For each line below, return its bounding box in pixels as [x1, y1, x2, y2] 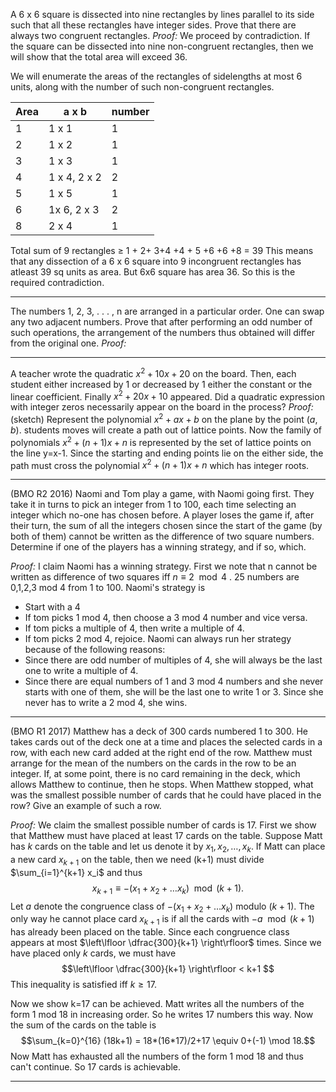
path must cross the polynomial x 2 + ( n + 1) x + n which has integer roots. [10, 457, 310, 471]
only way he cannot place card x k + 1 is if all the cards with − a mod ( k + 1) [10, 913, 315, 928]
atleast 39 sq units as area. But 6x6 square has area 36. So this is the [10, 266, 296, 278]
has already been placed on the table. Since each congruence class [10, 926, 290, 938]
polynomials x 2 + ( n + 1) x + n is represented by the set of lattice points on [10, 434, 312, 448]
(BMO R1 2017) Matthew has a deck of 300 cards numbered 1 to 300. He [10, 725, 308, 738]
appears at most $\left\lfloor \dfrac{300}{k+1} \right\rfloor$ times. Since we [10, 937, 322, 949]
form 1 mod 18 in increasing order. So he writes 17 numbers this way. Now [10, 1009, 314, 1021]
